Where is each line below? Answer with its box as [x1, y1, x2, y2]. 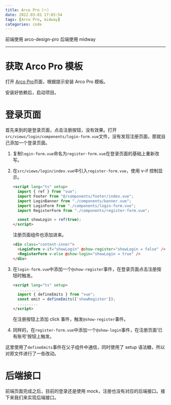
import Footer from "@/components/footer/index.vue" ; [17, 194, 134, 199]
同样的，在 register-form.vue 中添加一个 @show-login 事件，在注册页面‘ [12, 327, 158, 333]
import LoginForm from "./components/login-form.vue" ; [17, 203, 136, 208]
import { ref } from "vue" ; [17, 189, 77, 194]
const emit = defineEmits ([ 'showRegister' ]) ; [17, 296, 116, 302]
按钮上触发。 [27, 333, 54, 339]
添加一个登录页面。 [9, 140, 50, 146]
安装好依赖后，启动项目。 [5, 90, 59, 96]
